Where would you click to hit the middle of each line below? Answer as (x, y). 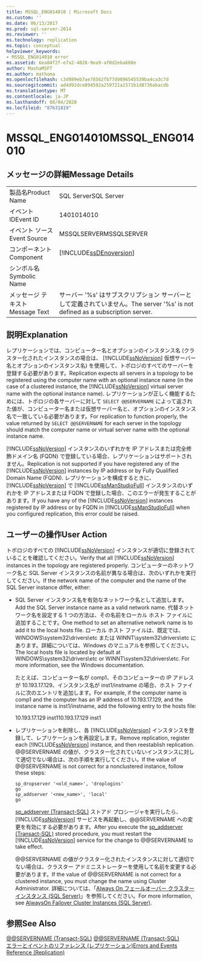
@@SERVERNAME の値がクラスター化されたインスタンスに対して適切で (105, 859)
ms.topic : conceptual (34, 46)
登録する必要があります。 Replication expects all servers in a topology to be (100, 373)
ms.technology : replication (42, 40)
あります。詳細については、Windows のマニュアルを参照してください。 (103, 645)
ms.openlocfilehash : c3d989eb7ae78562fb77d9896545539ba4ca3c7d (88, 79)
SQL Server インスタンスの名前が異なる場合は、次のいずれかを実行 (112, 573)
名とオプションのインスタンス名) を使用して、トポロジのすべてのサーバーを (100, 366)
